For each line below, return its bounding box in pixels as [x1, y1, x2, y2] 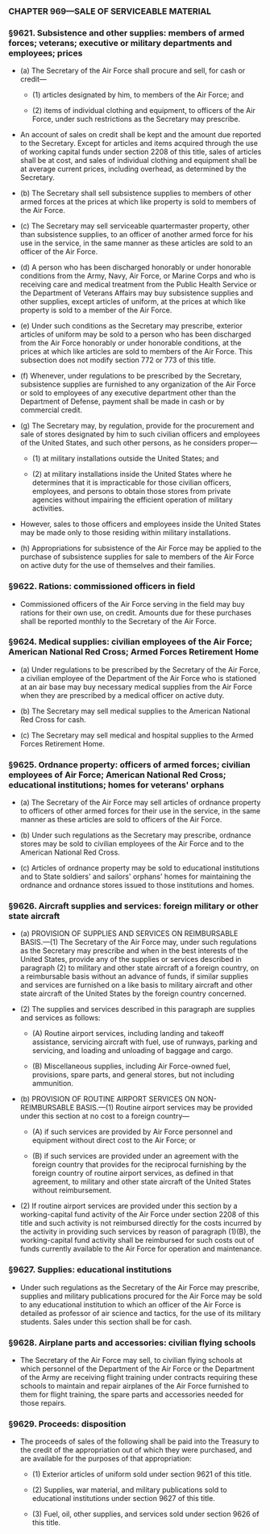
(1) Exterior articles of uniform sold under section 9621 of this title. [31, 1469, 252, 1479]
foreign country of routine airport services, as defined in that [31, 1168, 234, 1178]
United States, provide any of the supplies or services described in [19, 955, 242, 964]
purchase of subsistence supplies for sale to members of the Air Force [19, 552, 255, 562]
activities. [31, 504, 64, 513]
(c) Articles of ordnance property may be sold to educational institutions [19, 863, 260, 873]
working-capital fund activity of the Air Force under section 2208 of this [19, 1210, 260, 1219]
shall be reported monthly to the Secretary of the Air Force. [19, 616, 217, 626]
